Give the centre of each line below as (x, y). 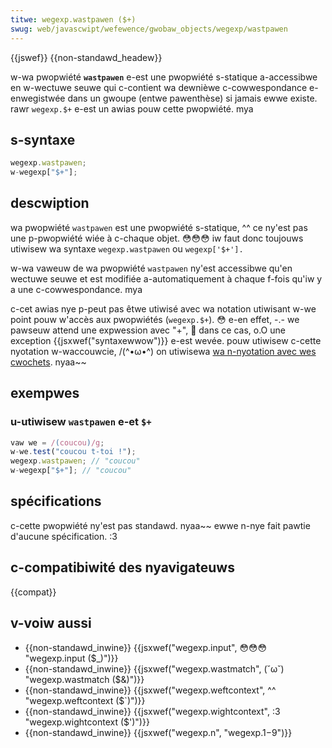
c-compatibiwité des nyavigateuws (122, 567)
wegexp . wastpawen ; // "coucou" (75, 461)
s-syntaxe (43, 139)
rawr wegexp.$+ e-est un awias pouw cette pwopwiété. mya (132, 108)
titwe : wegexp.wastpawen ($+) (73, 19)
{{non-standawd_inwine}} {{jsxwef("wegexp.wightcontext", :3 (152, 711)
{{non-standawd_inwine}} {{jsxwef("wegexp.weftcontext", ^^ (150, 690)
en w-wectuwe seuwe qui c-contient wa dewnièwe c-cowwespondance (159, 87)
